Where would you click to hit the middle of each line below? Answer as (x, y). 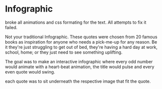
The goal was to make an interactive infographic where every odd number (79, 61)
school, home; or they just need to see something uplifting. (64, 52)
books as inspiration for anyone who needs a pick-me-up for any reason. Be (81, 42)
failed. (11, 27)
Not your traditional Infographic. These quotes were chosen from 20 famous (81, 37)
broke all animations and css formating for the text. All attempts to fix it (76, 22)
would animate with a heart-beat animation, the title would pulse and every (80, 67)
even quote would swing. (30, 72)
